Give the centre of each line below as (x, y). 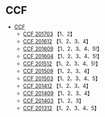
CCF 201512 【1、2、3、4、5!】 (62, 64)
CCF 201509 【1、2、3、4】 (58, 71)
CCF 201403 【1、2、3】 (53, 100)
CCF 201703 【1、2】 (49, 34)
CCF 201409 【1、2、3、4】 (58, 93)
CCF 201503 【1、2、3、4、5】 (62, 78)
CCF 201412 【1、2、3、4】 (57, 86)
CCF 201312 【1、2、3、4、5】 (61, 108)
